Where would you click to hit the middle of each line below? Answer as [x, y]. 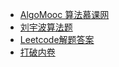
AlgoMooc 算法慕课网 [64, 14]
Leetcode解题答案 [57, 39]
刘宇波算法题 [46, 27]
